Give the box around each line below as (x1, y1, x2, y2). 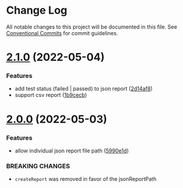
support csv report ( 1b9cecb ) (14, 92, 88, 99)
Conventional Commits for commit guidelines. (6, 29, 118, 36)
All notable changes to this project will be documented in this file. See (6, 23, 178, 30)
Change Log (6, 4, 67, 17)
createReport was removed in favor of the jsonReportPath (14, 176, 157, 183)
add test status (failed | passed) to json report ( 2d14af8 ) (14, 85, 153, 92)
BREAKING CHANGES (6, 162, 70, 170)
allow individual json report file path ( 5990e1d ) (14, 147, 129, 154)
